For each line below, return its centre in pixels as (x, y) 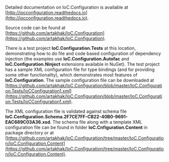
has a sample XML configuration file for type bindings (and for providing (80, 69)
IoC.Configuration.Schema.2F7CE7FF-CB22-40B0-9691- (67, 117)
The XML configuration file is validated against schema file (66, 111)
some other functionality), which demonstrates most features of (71, 75)
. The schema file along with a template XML (96, 122)
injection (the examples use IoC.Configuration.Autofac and (67, 59)
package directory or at (30, 133)
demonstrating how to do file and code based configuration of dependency (83, 53)
